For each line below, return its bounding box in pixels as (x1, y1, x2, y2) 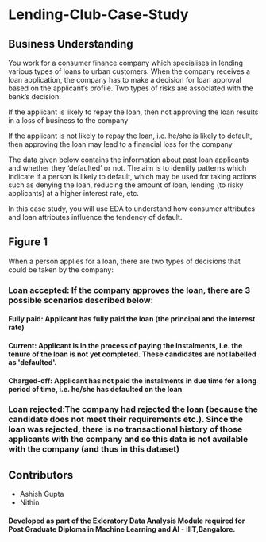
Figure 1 (8, 236, 48, 249)
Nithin (19, 498, 40, 507)
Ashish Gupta (19, 490, 64, 499)
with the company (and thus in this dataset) (8, 444, 180, 455)
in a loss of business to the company (8, 116, 129, 125)
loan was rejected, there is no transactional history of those (8, 424, 243, 435)
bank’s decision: (8, 92, 62, 101)
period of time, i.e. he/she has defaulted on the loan (8, 384, 183, 394)
